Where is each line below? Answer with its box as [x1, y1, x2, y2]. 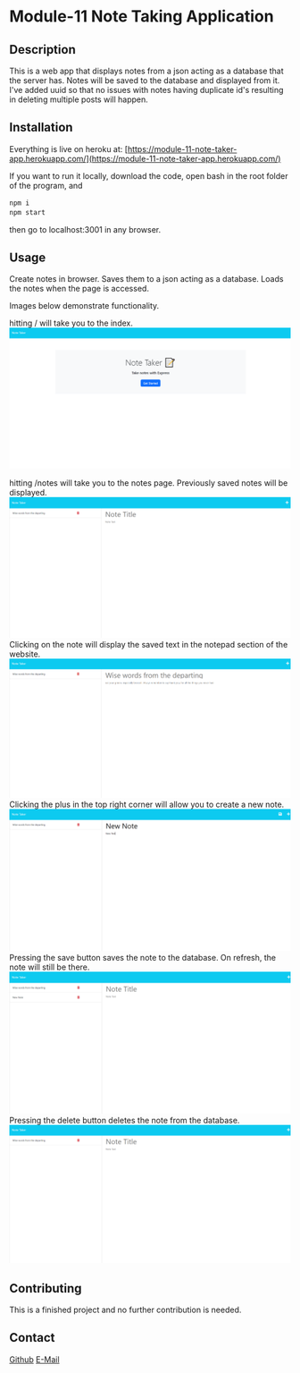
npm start [9, 208, 46, 216]
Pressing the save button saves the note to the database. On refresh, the [9, 952, 277, 962]
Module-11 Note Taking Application [9, 6, 274, 27]
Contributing [9, 1281, 82, 1296]
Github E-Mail [9, 1353, 60, 1365]
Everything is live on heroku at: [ [9, 143, 128, 154]
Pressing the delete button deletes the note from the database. [9, 1115, 240, 1125]
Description [9, 42, 76, 57]
